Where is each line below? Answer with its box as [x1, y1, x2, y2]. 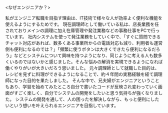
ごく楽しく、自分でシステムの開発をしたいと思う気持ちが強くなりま [18, 90, 158, 96]
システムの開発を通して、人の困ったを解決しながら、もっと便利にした [14, 96, 159, 102]
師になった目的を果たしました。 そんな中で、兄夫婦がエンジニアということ [5, 77, 160, 83]
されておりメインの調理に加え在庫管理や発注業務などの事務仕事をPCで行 [5, 27, 156, 33]
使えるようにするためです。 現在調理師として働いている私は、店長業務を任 [5, 21, 159, 27]
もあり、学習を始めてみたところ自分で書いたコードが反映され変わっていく [5, 84, 158, 89]
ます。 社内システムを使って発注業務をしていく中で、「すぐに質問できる [13, 34, 161, 39]
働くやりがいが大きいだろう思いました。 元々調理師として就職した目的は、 [5, 65, 159, 71]
